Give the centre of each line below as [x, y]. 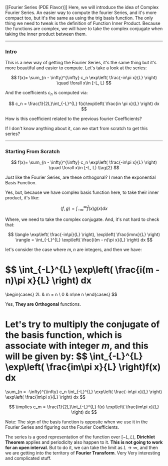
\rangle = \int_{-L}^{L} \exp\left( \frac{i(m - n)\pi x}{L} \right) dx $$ [84, 240]
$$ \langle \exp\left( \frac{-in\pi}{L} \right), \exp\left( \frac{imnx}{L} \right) [84, 234]
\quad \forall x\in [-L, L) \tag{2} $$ [84, 168]
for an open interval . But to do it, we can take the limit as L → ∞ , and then [82, 447]
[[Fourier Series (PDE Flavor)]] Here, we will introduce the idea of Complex [82, 7]
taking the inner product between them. [46, 34]
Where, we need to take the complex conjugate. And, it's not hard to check [82, 219]
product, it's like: [22, 198]
